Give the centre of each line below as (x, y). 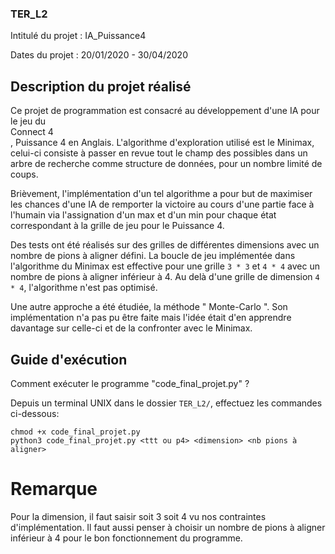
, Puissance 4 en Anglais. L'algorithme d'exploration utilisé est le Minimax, (162, 143)
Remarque (54, 489)
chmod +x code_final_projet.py (75, 432)
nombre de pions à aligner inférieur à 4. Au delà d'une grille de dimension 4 (165, 277)
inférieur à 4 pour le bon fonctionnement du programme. (126, 538)
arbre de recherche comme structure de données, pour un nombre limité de (166, 164)
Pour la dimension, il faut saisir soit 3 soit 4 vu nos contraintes (138, 516)
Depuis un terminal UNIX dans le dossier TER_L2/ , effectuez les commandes (166, 403)
